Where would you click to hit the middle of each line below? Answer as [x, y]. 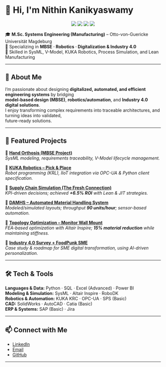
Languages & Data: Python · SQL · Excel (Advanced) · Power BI [70, 288]
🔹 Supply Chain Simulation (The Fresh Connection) [59, 188]
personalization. [22, 253]
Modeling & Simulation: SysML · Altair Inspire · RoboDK [62, 293]
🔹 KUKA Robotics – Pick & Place [38, 167]
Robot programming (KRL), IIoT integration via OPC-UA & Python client [77, 173]
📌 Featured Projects [36, 141]
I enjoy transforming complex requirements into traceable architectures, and [83, 110]
